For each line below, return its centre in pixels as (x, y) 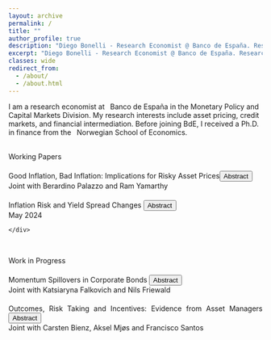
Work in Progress (37, 260)
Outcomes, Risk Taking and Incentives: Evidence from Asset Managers (135, 309)
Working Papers (35, 156)
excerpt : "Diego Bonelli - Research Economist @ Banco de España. (122, 53)
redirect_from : (34, 69)
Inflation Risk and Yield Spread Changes (75, 205)
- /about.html (39, 83)
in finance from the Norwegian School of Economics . (98, 132)
